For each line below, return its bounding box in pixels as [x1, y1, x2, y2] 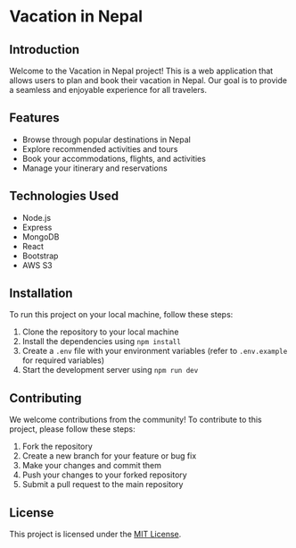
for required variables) [21, 355, 105, 366]
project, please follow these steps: [9, 424, 136, 434]
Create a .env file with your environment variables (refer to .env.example [21, 346, 288, 357]
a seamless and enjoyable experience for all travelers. [9, 85, 208, 95]
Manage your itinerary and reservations [21, 163, 168, 173]
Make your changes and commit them [21, 460, 162, 471]
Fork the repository [21, 441, 94, 452]
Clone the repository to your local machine [21, 326, 179, 337]
